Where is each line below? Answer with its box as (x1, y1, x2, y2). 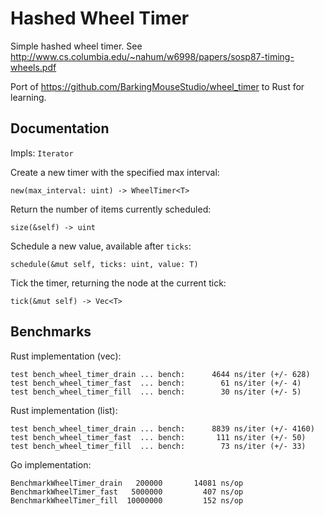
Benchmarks (10, 323, 92, 341)
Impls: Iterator (10, 147, 74, 159)
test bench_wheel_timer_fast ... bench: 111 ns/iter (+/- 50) (10, 432, 307, 442)
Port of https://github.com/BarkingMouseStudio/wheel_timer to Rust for (10, 80, 305, 92)
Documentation (10, 120, 110, 137)
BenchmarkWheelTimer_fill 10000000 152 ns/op (10, 495, 244, 506)
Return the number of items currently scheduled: (10, 203, 212, 215)
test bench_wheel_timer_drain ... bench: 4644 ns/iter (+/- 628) (10, 369, 311, 379)
